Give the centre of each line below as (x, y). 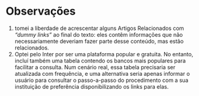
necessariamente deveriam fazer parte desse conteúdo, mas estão (99, 41)
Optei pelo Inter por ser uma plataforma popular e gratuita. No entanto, (104, 54)
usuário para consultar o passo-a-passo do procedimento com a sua (101, 80)
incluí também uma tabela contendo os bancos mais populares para (100, 61)
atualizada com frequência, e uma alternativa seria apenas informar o (102, 73)
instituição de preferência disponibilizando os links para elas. (92, 86)
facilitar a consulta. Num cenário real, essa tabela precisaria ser (95, 67)
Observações (41, 11)
